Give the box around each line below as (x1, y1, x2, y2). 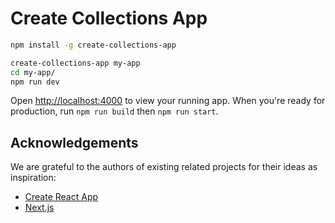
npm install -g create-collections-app (10, 40, 177, 50)
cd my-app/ (10, 67, 56, 77)
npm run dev (10, 77, 60, 87)
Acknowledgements (10, 134, 139, 151)
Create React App (24, 191, 99, 203)
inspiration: (10, 172, 57, 184)
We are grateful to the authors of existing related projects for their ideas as (10, 161, 318, 173)
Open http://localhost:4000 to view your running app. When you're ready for (10, 95, 326, 107)
